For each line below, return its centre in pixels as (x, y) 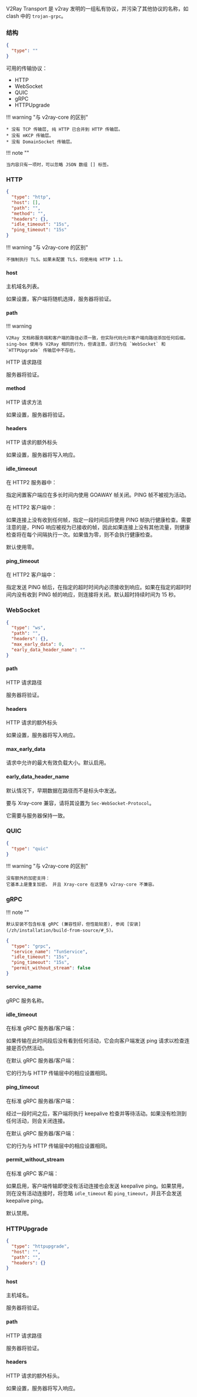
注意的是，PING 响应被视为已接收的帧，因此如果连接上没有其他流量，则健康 (98, 527)
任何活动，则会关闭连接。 (37, 1120)
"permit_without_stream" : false (51, 968)
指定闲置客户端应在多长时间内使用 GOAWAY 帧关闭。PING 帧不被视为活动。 (98, 495)
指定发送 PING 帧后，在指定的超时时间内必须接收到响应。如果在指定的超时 (96, 587)
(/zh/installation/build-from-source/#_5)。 (61, 930)
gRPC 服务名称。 (26, 1001)
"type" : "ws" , (29, 628)
